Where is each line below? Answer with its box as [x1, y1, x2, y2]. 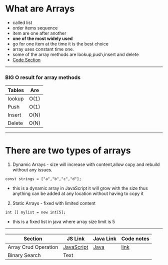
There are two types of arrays [5, 145, 131, 156]
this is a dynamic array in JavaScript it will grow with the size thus [12, 185, 148, 191]
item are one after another [12, 30, 66, 36]
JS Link [66, 235, 85, 242]
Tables [7, 87, 24, 94]
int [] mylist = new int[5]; [5, 210, 66, 215]
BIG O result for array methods [5, 73, 81, 80]
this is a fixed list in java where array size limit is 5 [12, 218, 115, 225]
